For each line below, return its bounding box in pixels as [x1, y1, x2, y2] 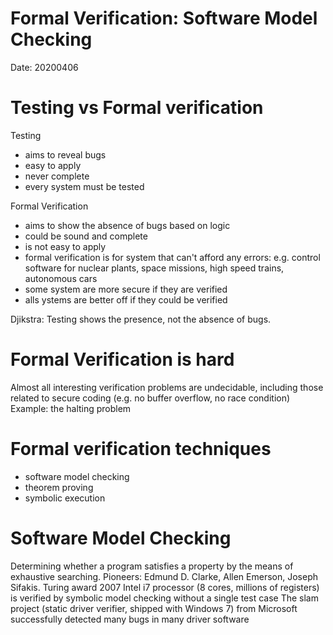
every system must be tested [24, 180, 145, 192]
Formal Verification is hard [10, 348, 235, 371]
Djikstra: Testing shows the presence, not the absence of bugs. [10, 313, 272, 325]
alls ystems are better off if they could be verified [24, 293, 228, 306]
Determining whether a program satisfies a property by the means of [10, 560, 294, 572]
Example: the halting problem [10, 402, 132, 414]
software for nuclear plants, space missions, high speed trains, [24, 262, 285, 274]
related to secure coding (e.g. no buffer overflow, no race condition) [10, 392, 291, 404]
